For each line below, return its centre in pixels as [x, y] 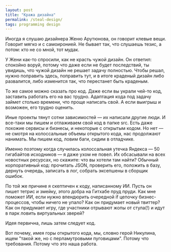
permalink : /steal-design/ [34, 19]
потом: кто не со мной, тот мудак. [42, 50]
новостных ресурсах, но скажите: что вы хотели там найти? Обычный [82, 160]
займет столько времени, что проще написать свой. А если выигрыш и [83, 102]
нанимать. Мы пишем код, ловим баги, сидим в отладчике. [70, 139]
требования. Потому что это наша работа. [52, 244]
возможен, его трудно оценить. [40, 107]
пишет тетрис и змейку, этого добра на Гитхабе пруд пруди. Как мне [81, 192]
